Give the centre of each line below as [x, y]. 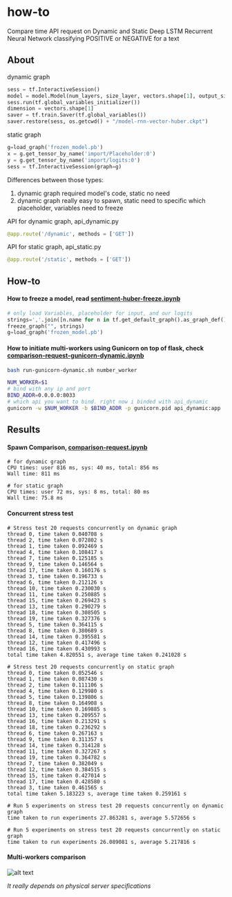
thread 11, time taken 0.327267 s [57, 751]
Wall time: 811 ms [33, 474]
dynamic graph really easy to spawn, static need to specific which [111, 200]
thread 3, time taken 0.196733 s [55, 576]
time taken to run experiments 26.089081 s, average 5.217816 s [101, 842]
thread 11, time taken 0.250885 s [57, 594]
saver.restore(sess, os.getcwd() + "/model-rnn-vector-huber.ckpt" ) [108, 121]
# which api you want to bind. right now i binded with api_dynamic [108, 402]
